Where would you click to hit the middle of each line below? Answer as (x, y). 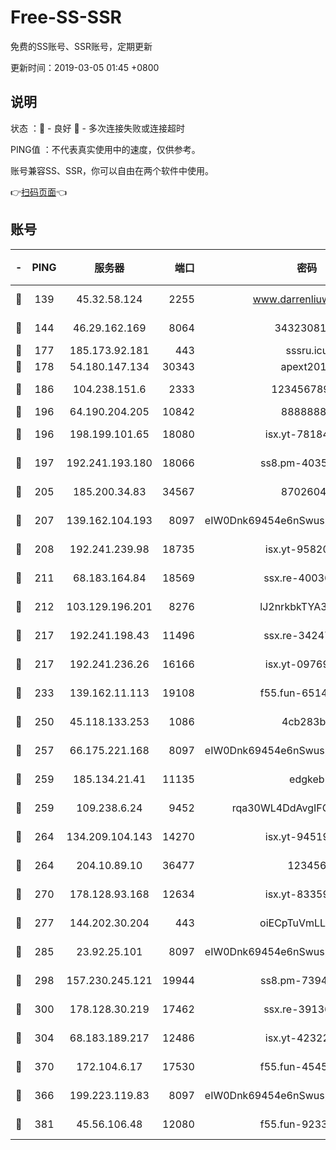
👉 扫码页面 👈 (39, 192)
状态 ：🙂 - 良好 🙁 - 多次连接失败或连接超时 (97, 128)
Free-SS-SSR (66, 17)
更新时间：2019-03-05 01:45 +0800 (85, 67)
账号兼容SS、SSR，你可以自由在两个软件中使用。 (112, 170)
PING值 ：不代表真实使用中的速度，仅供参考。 (105, 149)
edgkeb (307, 779)
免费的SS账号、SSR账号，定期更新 (81, 46)
